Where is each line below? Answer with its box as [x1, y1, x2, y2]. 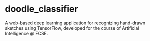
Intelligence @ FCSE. [5, 30, 48, 36]
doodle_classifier [5, 3, 78, 15]
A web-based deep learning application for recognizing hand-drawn [5, 20, 146, 26]
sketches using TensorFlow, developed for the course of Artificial [5, 25, 139, 31]
